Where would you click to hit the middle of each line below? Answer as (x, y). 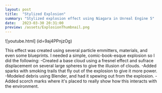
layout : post (18, 9)
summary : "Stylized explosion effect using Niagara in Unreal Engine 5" (80, 18)
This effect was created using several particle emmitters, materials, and (76, 51)
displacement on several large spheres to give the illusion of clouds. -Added (81, 66)
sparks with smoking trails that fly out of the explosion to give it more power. (81, 71)
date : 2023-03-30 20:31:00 (34, 23)
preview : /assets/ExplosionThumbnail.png (47, 27)
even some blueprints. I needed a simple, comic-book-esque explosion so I (80, 55)
